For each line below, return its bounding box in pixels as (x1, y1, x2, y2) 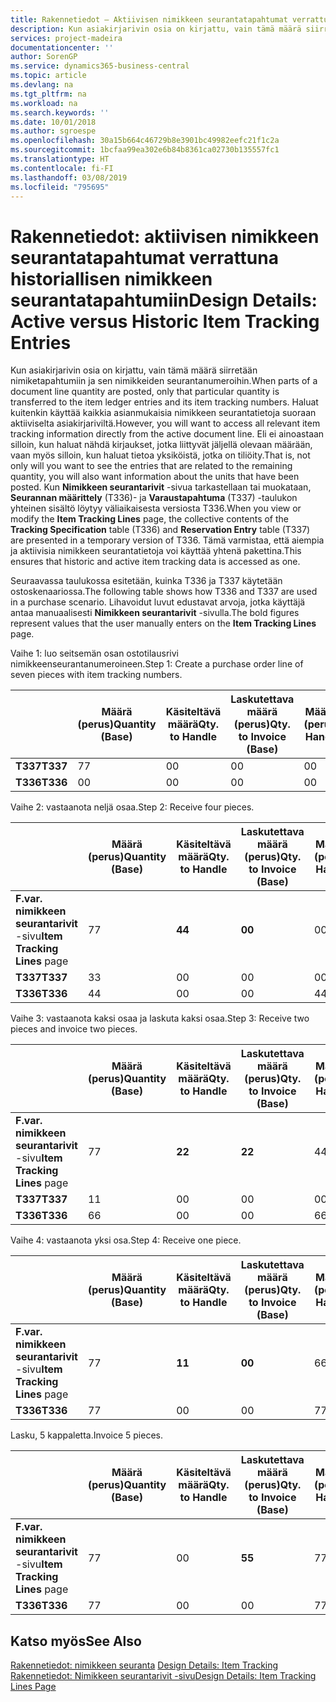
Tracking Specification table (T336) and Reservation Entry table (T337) (10, 524, 311, 536)
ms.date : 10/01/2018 (10, 117, 97, 127)
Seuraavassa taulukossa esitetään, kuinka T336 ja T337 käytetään (10, 575, 283, 587)
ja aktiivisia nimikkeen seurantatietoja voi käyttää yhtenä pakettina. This (10, 545, 302, 557)
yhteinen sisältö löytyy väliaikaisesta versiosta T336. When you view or (10, 502, 302, 515)
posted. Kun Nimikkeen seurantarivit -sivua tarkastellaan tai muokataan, (10, 481, 312, 493)
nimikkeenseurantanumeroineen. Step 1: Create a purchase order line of (10, 658, 304, 670)
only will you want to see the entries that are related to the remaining (10, 460, 293, 472)
